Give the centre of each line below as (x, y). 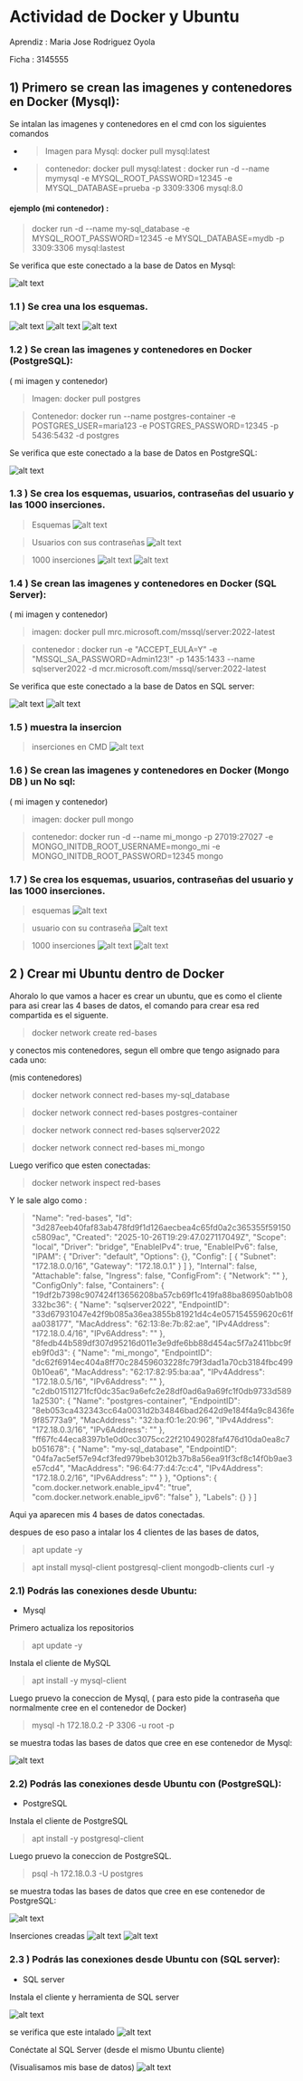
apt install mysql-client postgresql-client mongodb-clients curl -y (153, 1567)
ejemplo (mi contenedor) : (59, 208)
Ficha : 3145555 (39, 59)
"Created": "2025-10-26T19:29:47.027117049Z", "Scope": (179, 1237)
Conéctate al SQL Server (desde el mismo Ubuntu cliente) (117, 2049)
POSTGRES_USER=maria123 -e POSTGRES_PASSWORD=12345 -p (155, 425)
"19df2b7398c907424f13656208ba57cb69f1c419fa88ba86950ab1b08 (162, 1295)
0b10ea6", (50, 1372)
